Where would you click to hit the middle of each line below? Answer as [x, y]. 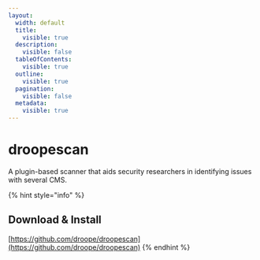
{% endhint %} [166, 247]
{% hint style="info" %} [46, 195]
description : [37, 45]
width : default [40, 23]
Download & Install [55, 220]
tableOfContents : [44, 60]
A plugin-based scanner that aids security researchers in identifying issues [130, 171]
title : [26, 30]
